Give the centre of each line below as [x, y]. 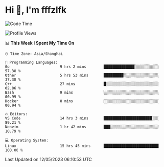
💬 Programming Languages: [31, 62]
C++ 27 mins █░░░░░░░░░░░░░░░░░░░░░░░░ [82, 84]
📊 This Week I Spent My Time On [40, 43]
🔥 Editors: [16, 114]
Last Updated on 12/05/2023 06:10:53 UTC [48, 159]
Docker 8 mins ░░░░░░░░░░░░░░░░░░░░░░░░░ [82, 101]
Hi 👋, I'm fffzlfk [36, 10]
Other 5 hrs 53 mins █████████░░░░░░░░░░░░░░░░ [82, 75]
